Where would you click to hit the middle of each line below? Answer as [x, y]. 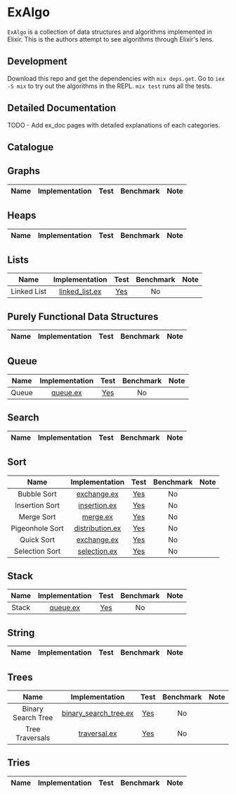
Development [38, 62]
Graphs [24, 171]
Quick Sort [37, 540]
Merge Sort [37, 516]
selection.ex [98, 551]
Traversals [33, 738]
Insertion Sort [37, 505]
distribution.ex [97, 528]
